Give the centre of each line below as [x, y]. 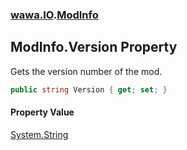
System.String [39, 134]
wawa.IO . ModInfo [54, 15]
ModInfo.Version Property [94, 47]
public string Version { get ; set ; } [89, 89]
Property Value [42, 112]
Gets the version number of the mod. [86, 71]
